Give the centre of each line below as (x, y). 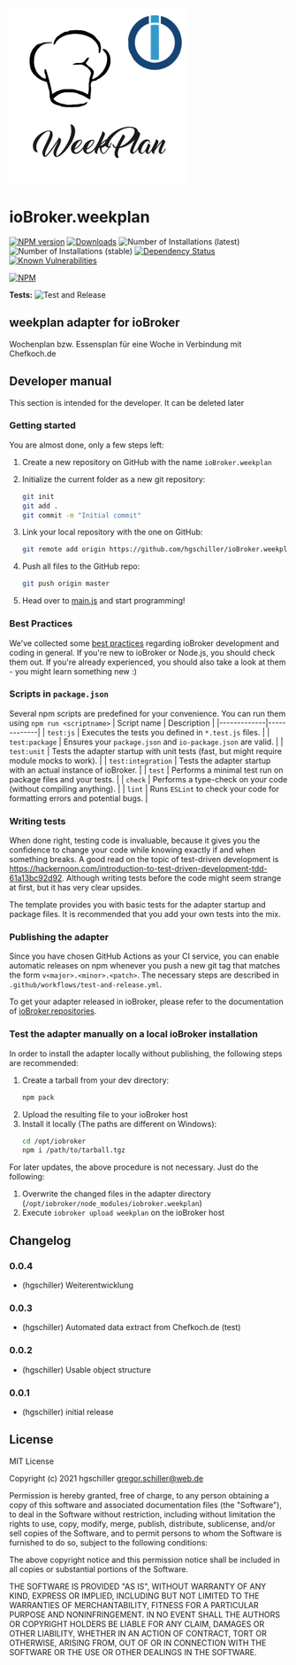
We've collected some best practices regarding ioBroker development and (144, 643)
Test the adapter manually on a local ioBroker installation (133, 1034)
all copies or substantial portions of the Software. (99, 1569)
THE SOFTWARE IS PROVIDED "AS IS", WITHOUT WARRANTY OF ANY (138, 1586)
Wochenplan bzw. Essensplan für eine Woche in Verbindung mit (125, 344)
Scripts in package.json (59, 694)
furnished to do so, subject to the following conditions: (108, 1542)
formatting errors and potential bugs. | (79, 798)
